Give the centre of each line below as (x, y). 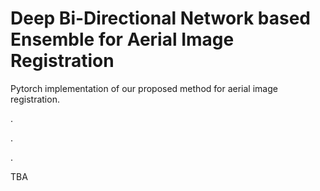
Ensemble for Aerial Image (122, 39)
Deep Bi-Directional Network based (161, 18)
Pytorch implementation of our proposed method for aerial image (144, 88)
